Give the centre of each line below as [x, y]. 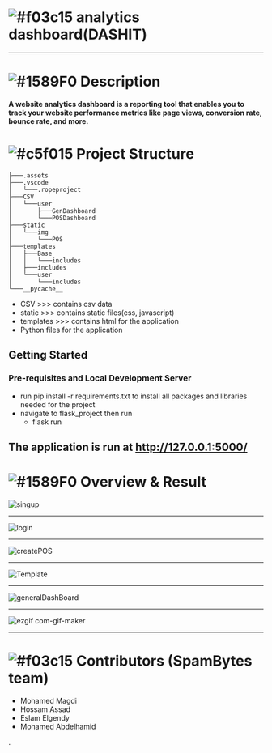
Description [121, 82]
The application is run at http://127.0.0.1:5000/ [128, 447]
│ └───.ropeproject [45, 189]
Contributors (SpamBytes [164, 661]
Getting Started [48, 355]
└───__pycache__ [36, 289]
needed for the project [57, 404]
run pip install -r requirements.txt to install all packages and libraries [134, 396]
